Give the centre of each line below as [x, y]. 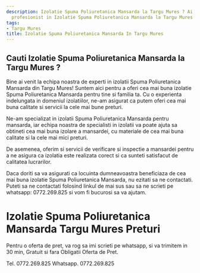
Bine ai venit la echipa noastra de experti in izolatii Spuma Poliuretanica [93, 82]
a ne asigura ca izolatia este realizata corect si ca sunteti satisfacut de [92, 155]
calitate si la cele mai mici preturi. [47, 137]
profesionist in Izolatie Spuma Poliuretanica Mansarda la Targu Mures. [104, 17]
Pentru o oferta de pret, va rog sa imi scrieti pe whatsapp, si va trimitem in [97, 246]
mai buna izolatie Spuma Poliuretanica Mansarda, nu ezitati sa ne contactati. [100, 179]
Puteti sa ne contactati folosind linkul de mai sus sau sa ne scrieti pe [90, 186]
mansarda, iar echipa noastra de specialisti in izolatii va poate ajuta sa [92, 125]
